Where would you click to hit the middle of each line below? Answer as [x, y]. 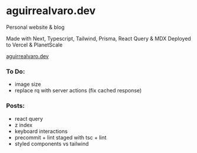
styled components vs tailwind [52, 144]
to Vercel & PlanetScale [34, 45]
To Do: [16, 71]
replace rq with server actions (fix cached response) [78, 91]
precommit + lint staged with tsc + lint [61, 137]
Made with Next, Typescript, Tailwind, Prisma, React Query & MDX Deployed [98, 38]
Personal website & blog [35, 27]
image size [28, 84]
